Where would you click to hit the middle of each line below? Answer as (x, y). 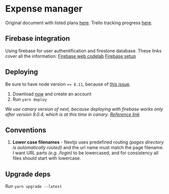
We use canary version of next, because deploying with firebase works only (84, 109)
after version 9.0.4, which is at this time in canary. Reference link (72, 114)
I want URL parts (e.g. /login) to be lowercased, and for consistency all (85, 153)
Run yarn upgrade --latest (33, 186)
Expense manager (44, 9)
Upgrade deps (28, 174)
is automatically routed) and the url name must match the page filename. (88, 148)
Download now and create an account (52, 94)
